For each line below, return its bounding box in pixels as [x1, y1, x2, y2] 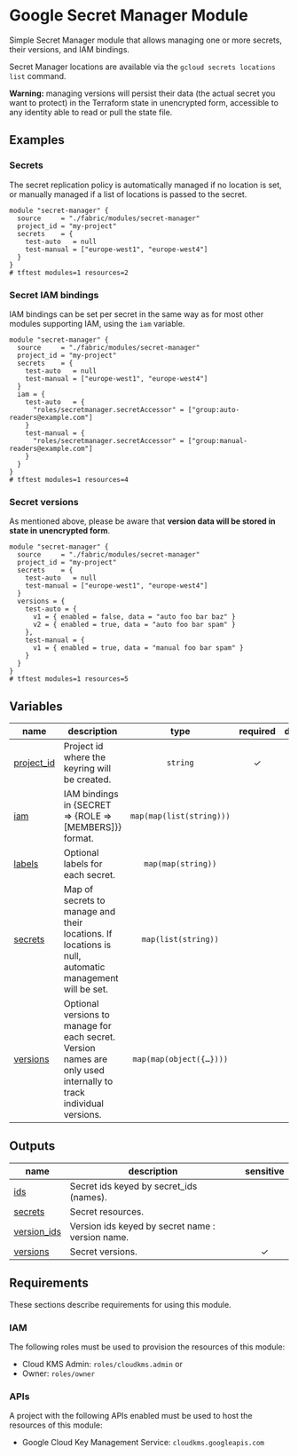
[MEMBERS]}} [63, 821, 122, 834]
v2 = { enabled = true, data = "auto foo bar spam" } [32, 621, 237, 629]
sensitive [245, 1165, 285, 1177]
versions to [63, 1009, 111, 1021]
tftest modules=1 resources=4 [17, 475, 129, 484]
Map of [63, 883, 94, 896]
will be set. [63, 983, 108, 995]
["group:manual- [187, 436, 248, 445]
